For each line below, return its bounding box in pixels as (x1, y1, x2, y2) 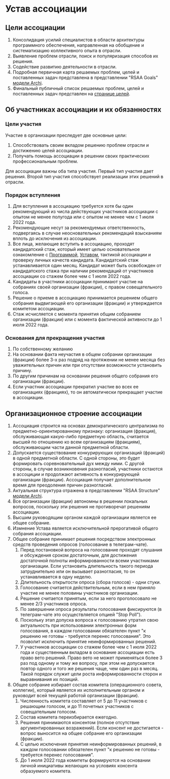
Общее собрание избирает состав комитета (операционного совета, (12, 681, 162, 688)
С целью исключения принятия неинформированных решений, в (20, 741, 162, 747)
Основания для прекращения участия (5, 334, 105, 341)
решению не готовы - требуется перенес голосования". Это (20, 633, 151, 639)
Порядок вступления (5, 191, 60, 199)
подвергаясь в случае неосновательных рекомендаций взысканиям (12, 230, 162, 236)
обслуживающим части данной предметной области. (12, 444, 129, 450)
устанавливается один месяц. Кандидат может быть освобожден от (12, 262, 161, 268)
